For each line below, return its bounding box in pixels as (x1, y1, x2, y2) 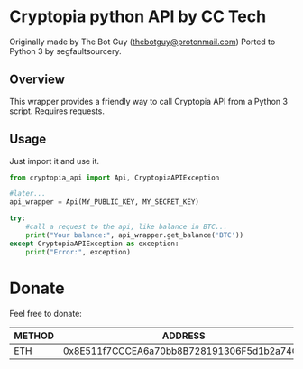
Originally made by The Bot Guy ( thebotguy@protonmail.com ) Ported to (9, 36, 276, 47)
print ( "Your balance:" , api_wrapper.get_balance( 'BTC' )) (25, 230, 244, 240)
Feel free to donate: (9, 308, 83, 318)
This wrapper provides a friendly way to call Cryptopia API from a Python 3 (9, 96, 289, 106)
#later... (9, 189, 47, 198)
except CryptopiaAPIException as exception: (9, 239, 179, 248)
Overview (9, 72, 66, 88)
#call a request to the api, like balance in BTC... (25, 223, 228, 232)
